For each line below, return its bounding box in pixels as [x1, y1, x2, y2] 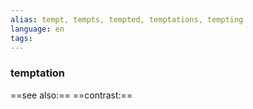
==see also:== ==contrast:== [10, 89, 133, 101]
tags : [10, 33, 33, 43]
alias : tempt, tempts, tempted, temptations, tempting [10, 14, 244, 25]
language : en [10, 24, 65, 34]
